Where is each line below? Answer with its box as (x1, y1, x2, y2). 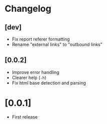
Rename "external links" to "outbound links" (11, 41, 103, 47)
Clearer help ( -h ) (11, 74, 46, 80)
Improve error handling (11, 69, 59, 75)
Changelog (4, 3, 51, 14)
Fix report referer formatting (11, 36, 70, 42)
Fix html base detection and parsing (11, 79, 86, 85)
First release (11, 113, 38, 120)
